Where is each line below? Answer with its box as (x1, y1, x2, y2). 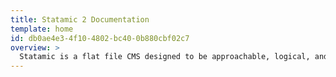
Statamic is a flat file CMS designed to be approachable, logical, (19, 52, 311, 62)
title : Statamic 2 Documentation (10, 14, 150, 25)
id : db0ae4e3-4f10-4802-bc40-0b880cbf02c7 (10, 33, 190, 43)
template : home (10, 24, 74, 34)
